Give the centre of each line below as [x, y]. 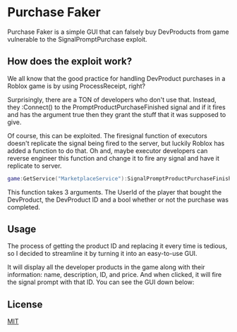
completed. [24, 207]
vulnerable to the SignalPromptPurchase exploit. [77, 39]
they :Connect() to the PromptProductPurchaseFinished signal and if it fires [116, 107]
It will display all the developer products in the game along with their [107, 267]
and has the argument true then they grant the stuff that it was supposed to [117, 114]
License [25, 304]
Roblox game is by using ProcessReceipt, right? [77, 86]
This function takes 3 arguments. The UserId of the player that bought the [115, 192]
